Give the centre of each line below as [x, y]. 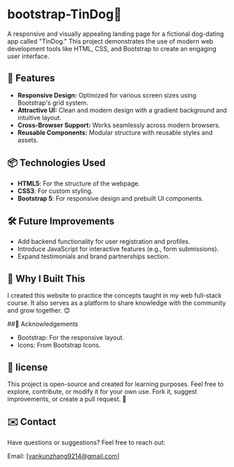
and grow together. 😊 [39, 310]
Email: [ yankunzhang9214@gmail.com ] [64, 456]
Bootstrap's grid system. [53, 103]
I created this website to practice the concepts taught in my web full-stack [115, 296]
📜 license [28, 367]
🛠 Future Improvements [61, 221]
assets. [28, 140]
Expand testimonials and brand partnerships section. [94, 256]
